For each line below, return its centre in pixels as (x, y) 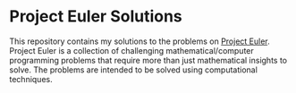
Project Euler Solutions (96, 17)
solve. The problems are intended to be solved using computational (133, 70)
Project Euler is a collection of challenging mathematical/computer (132, 50)
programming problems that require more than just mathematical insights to (148, 60)
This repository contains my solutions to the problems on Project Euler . (140, 41)
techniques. (31, 79)
